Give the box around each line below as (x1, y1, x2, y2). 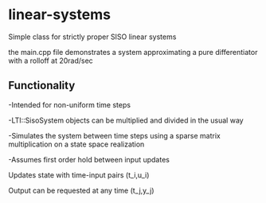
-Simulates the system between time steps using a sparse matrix (8, 131, 221, 140)
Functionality (8, 79, 76, 92)
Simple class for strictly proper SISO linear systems (8, 32, 177, 41)
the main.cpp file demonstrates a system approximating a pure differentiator (8, 47, 258, 57)
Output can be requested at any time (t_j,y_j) (8, 185, 155, 195)
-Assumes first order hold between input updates (8, 154, 170, 164)
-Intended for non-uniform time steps (8, 100, 131, 109)
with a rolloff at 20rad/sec (8, 56, 93, 65)
